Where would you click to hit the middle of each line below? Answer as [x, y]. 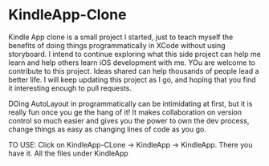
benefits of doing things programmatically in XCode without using [117, 45]
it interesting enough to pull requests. [70, 88]
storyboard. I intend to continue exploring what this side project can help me [134, 54]
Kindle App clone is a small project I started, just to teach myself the [121, 37]
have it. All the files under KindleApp [68, 153]
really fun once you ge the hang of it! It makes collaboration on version [125, 112]
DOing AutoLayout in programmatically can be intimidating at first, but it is [130, 103]
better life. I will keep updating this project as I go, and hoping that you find [132, 79]
